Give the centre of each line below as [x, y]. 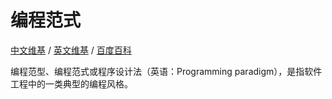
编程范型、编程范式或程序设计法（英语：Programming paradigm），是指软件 [166, 71]
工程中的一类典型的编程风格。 [71, 83]
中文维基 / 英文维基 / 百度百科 [71, 50]
